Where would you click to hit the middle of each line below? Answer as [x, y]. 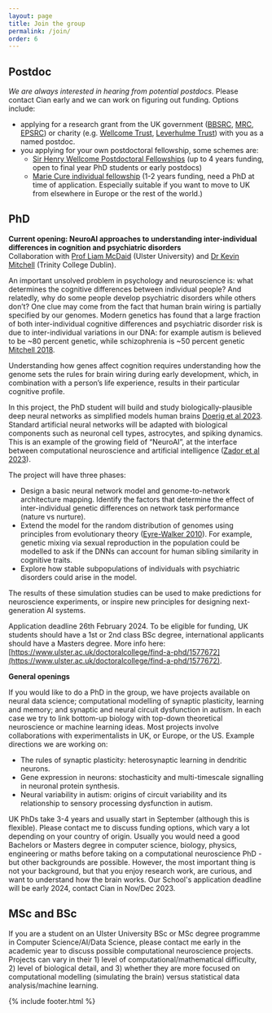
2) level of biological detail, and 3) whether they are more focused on [124, 968]
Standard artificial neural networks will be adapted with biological [118, 424]
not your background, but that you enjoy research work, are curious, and [130, 870]
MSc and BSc [43, 914]
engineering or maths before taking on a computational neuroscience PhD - [135, 853]
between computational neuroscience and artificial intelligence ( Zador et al [134, 450]
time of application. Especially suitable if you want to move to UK [141, 185]
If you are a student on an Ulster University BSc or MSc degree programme [134, 933]
